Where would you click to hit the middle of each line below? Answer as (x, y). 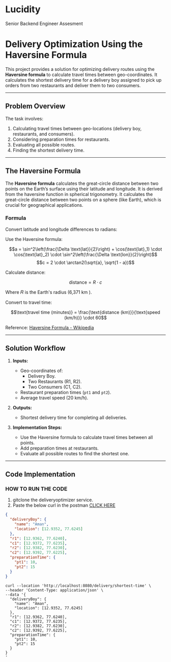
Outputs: (22, 407)
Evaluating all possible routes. (44, 144)
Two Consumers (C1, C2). (55, 387)
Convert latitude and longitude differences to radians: (61, 229)
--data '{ (16, 595)
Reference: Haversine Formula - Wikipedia (50, 327)
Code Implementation (40, 474)
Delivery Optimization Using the (74, 44)
